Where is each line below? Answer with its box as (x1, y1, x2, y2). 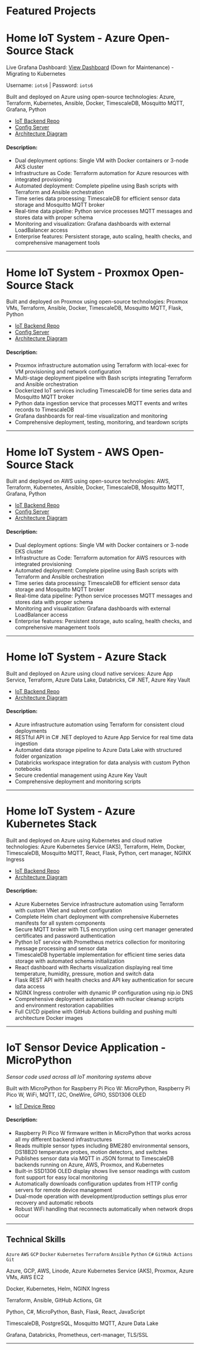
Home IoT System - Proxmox (6, 266, 150, 279)
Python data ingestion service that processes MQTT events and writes (14, 400, 188, 407)
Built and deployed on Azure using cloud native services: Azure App (6, 670, 173, 677)
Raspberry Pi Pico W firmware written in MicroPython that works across (14, 1130, 192, 1137)
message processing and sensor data (14, 944, 108, 951)
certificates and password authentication (14, 932, 116, 939)
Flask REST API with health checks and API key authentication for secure (14, 976, 194, 984)
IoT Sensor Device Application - (6, 1041, 166, 1055)
